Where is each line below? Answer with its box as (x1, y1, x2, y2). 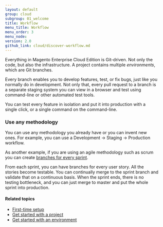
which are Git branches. (5, 67, 53, 73)
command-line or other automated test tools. (5, 92, 95, 98)
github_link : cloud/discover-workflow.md (5, 43, 91, 48)
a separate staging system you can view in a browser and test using (5, 87, 142, 92)
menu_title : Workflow (5, 25, 49, 30)
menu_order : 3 (5, 30, 34, 35)
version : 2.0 (5, 39, 32, 44)
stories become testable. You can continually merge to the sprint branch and (5, 169, 159, 175)
